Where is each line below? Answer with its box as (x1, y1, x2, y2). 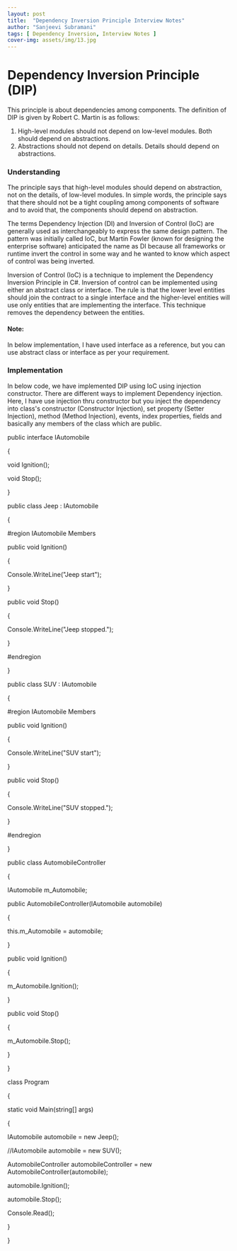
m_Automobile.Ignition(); (7, 981, 79, 990)
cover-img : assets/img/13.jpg (7, 37, 97, 44)
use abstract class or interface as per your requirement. (7, 348, 170, 356)
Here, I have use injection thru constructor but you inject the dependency (7, 396, 221, 405)
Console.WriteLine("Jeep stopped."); (7, 624, 114, 634)
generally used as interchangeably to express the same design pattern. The (7, 227, 228, 236)
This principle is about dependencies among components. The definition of (7, 105, 227, 114)
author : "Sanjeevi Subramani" (7, 23, 97, 30)
